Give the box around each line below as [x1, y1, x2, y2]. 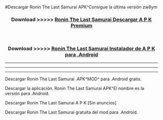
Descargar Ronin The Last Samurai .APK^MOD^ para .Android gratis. [5, 76, 142, 82]
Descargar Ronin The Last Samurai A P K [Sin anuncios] [5, 100, 116, 105]
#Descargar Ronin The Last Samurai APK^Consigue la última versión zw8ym [5, 4, 158, 10]
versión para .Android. [5, 90, 50, 96]
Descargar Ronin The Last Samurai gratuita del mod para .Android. [5, 109, 138, 115]
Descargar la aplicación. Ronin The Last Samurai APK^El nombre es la [5, 85, 145, 91]
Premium [70, 22, 93, 29]
